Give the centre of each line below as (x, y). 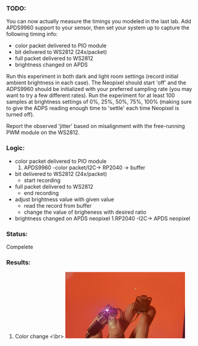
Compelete (20, 247)
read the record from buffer (57, 205)
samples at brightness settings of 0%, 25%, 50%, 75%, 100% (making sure (99, 102)
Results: (19, 262)
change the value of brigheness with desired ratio (85, 212)
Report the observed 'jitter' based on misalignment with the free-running (96, 126)
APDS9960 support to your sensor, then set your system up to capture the (98, 28)
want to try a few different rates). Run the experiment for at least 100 (91, 95)
